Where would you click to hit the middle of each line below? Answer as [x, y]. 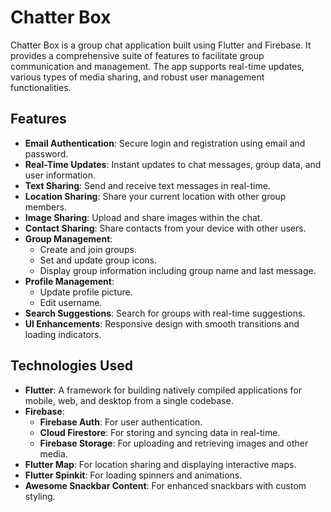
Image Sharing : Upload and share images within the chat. [143, 217]
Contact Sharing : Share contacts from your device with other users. [165, 228]
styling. [40, 496]
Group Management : [68, 238]
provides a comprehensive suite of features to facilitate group [137, 55]
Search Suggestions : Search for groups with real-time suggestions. [165, 313]
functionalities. [41, 87]
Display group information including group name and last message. [178, 270]
